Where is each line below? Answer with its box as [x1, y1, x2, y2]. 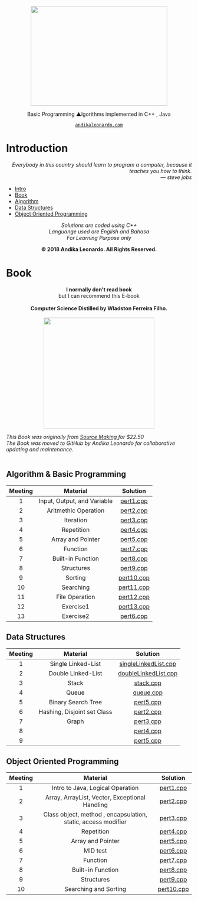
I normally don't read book [66, 286, 132, 293]
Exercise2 [61, 611, 90, 620]
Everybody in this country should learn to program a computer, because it [11, 161, 192, 168]
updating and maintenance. [6, 445, 74, 453]
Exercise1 [61, 602, 90, 610]
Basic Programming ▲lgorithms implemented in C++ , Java [27, 110, 171, 118]
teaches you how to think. [129, 167, 192, 174]
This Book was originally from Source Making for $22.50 [6, 433, 144, 440]
